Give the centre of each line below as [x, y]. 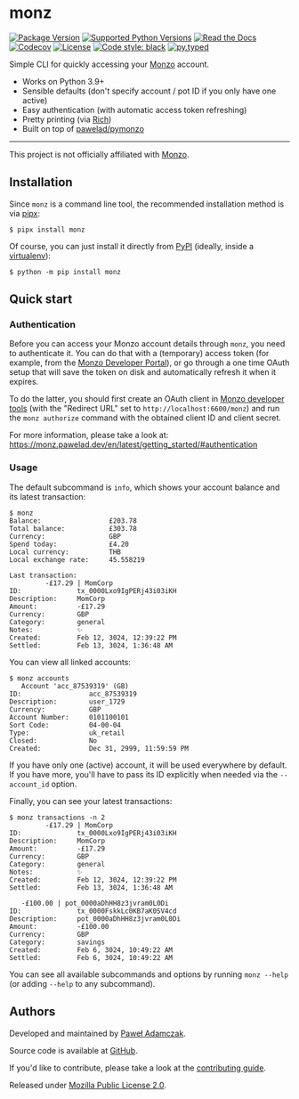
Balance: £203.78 [73, 521]
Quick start [41, 300]
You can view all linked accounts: [70, 662]
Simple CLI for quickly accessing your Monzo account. [109, 64]
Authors [32, 1012]
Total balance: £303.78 [73, 528]
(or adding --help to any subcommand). [82, 983]
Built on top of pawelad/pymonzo [83, 128]
